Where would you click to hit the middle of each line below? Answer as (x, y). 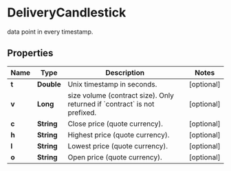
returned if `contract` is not (111, 104)
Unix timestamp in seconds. (112, 84)
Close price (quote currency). (115, 124)
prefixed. (82, 113)
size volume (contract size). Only (121, 95)
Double (49, 84)
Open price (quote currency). (115, 157)
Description (125, 72)
